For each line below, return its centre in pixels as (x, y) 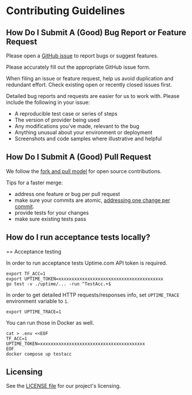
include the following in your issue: (48, 102)
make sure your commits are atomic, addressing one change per (92, 200)
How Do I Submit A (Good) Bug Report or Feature (96, 33)
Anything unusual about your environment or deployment (83, 132)
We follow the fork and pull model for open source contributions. (84, 171)
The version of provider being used (57, 120)
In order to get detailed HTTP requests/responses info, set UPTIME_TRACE (93, 295)
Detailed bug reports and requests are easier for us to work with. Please (93, 96)
